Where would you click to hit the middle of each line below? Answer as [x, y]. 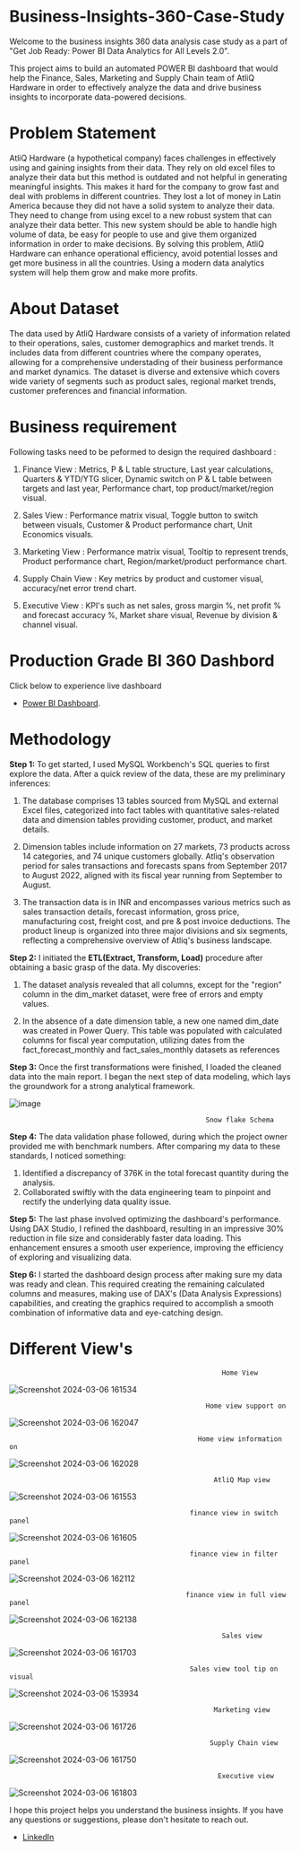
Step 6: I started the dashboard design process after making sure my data [146, 1274]
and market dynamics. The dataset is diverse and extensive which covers [145, 371]
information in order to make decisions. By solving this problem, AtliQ [137, 243]
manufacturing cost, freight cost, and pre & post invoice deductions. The [156, 921]
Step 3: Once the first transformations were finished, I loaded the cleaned [146, 1067]
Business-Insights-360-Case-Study [147, 17]
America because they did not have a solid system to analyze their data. [142, 205]
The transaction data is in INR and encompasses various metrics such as [156, 902]
